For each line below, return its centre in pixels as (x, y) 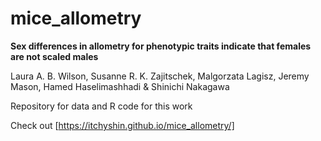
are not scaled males (54, 56)
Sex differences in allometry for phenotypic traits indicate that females (161, 46)
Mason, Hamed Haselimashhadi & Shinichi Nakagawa (120, 86)
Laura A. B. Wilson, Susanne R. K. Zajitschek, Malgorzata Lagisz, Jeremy (160, 76)
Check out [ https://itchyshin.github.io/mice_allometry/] (122, 125)
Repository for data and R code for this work (101, 106)
